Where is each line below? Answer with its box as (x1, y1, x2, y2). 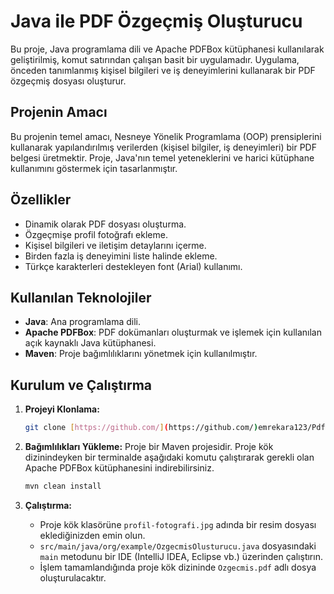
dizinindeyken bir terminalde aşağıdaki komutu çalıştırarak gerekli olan (24, 451, 315, 464)
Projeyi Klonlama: (24, 403, 100, 415)
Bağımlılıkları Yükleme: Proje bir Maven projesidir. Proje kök (24, 441, 274, 453)
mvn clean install (24, 481, 102, 492)
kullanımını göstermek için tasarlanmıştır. (10, 162, 178, 174)
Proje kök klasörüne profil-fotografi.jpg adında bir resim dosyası (39, 518, 317, 530)
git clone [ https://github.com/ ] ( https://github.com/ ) (24, 423, 259, 433)
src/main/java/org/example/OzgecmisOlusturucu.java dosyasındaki (39, 540, 317, 552)
